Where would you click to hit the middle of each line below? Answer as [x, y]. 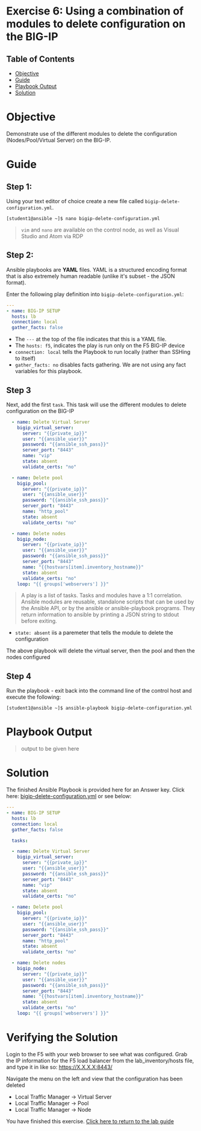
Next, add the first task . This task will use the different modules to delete [96, 405]
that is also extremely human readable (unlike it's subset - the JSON [91, 276]
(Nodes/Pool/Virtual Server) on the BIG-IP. [59, 140]
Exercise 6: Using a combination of [95, 11]
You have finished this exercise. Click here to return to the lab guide [90, 1121]
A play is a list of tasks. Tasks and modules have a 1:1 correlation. [101, 596]
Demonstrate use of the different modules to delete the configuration [92, 133]
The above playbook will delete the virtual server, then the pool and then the [101, 651]
